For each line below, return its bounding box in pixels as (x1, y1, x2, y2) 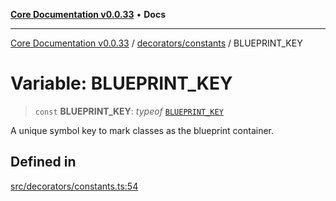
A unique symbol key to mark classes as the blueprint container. (10, 124, 275, 136)
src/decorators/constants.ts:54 (10, 180, 139, 192)
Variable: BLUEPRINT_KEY (10, 72, 233, 95)
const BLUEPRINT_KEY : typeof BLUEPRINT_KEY (34, 105, 224, 117)
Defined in (10, 154, 77, 171)
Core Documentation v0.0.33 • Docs (10, 9, 166, 20)
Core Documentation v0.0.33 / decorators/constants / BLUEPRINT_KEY (10, 37, 303, 49)
